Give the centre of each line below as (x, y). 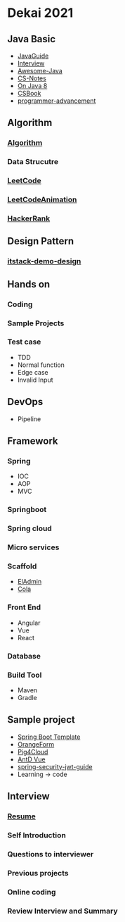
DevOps (25, 402)
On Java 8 (32, 86)
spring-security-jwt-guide (55, 766)
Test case (24, 342)
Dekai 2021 (40, 13)
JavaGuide (33, 56)
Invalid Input (35, 380)
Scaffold (22, 566)
